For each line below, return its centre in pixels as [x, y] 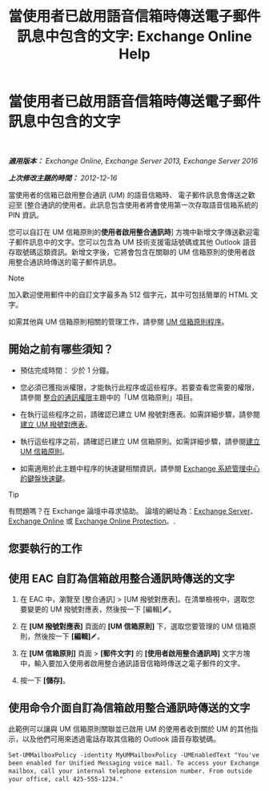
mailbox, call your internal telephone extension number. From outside [130, 771]
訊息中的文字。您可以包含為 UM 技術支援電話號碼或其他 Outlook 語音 [143, 242]
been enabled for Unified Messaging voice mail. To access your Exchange [134, 763]
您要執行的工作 [45, 549]
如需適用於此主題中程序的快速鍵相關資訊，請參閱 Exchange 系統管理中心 [140, 468]
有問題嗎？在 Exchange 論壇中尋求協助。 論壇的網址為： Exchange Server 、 [133, 511]
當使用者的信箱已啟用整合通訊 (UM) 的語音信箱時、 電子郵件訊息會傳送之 [128, 195]
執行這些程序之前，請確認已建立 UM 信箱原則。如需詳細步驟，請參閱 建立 [140, 441]
